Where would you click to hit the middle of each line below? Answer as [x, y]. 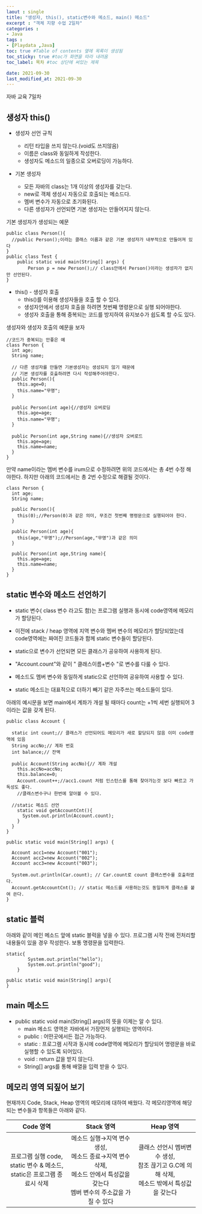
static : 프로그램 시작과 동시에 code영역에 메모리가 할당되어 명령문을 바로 [110, 1043]
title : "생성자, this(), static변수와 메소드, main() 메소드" [78, 17]
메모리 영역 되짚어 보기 [46, 1087]
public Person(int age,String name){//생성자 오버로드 [77, 436]
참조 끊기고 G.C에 [161, 1165]
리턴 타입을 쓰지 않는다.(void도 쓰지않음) [71, 146]
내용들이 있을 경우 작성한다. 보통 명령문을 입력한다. [66, 942]
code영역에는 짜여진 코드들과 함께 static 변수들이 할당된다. [84, 638]
